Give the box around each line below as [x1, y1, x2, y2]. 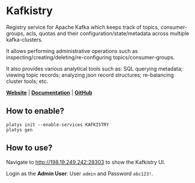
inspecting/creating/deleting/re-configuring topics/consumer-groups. [6, 54, 175, 61]
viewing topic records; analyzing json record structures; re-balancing [6, 71, 174, 78]
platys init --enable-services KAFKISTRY [6, 122, 110, 128]
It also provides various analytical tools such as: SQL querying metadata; [6, 65, 183, 72]
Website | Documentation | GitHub [6, 89, 92, 96]
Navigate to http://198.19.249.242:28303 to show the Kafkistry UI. [6, 158, 166, 165]
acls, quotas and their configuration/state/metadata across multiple [26, 29, 190, 36]
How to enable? [6, 106, 65, 116]
